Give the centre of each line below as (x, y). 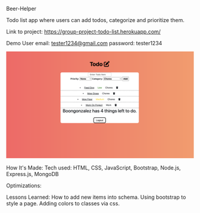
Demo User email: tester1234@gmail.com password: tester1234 (84, 43)
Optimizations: (24, 186)
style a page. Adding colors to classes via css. (63, 203)
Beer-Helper (21, 9)
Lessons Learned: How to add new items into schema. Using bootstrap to (96, 197)
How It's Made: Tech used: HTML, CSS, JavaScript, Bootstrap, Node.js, (93, 168)
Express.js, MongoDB (32, 174)
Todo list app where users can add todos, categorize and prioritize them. (95, 20)
